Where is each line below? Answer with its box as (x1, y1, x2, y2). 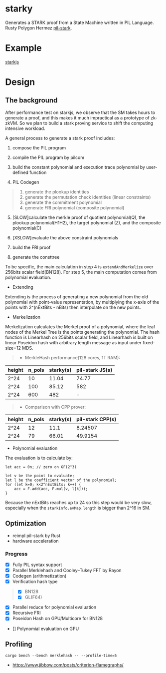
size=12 (5, 345, 21, 351)
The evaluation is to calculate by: (5, 455, 73, 461)
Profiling (5, 640, 32, 649)
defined (12, 169, 29, 175)
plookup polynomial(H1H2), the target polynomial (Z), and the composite (12, 219, 161, 225)
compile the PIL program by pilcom (12, 154, 85, 160)
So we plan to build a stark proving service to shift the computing (19, 120, 154, 126)
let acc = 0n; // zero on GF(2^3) (5, 464, 77, 470)
